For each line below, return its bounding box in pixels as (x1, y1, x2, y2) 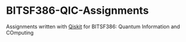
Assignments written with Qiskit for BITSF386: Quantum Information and (6, 23, 180, 30)
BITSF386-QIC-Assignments (6, 4, 149, 17)
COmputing (6, 29, 34, 36)
